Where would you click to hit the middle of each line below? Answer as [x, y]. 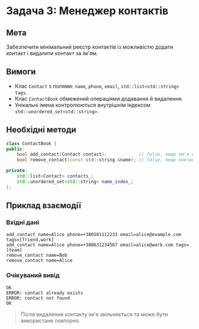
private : [17, 171]
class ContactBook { [32, 143]
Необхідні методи [41, 130]
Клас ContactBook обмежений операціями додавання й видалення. [99, 98]
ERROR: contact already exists [45, 293]
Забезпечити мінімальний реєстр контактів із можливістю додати [90, 47]
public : [16, 149]
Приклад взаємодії [44, 206]
